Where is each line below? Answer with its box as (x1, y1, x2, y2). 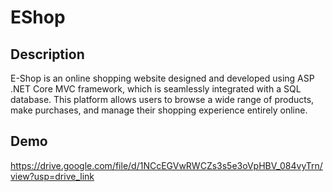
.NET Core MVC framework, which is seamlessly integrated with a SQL (10, 83, 302, 95)
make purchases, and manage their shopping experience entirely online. (10, 104, 308, 116)
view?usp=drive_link (10, 170, 95, 182)
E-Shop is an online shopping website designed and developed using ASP (10, 72, 315, 84)
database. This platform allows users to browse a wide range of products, (10, 94, 315, 105)
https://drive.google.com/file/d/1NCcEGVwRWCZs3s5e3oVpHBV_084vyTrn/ (10, 159, 323, 171)
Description (10, 46, 85, 63)
